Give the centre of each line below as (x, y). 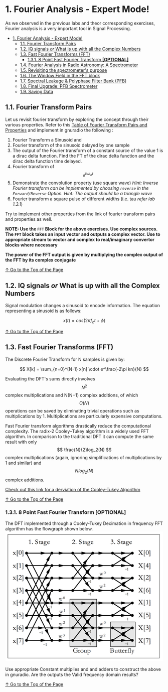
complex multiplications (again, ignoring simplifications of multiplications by (83, 458)
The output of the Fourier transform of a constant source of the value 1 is (88, 150)
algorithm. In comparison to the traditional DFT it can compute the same (79, 437)
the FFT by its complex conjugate (41, 260)
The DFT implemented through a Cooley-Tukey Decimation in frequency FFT (84, 523)
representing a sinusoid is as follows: (43, 311)
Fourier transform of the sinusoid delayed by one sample (71, 145)
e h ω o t (88, 175)
